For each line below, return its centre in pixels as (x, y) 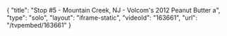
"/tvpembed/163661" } (39, 25)
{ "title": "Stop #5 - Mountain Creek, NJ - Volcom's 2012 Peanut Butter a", (114, 10)
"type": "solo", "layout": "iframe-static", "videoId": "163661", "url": (102, 18)
